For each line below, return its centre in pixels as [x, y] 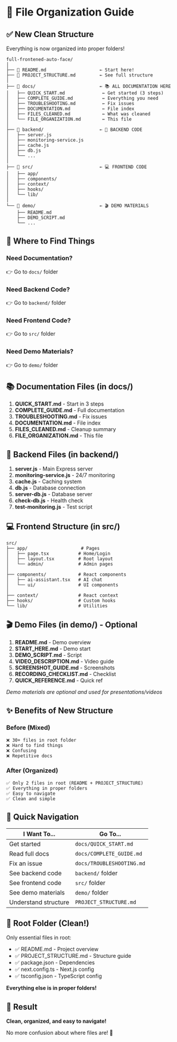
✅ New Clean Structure [50, 34]
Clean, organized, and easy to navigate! [56, 1021]
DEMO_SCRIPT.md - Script [48, 655]
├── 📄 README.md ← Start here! [70, 70]
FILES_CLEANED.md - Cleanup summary [65, 429]
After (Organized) [32, 771]
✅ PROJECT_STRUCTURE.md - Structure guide [73, 956]
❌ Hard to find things [35, 745]
